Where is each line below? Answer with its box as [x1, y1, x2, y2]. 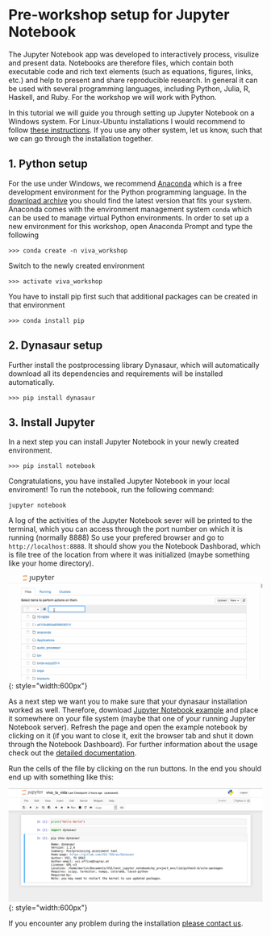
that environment [8, 300, 65, 310]
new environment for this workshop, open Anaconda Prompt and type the [8, 221, 253, 231]
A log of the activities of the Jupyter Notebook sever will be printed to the [8, 516, 252, 525]
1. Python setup [8, 157, 89, 171]
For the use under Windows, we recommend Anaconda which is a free [8, 178, 243, 188]
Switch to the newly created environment [8, 261, 145, 270]
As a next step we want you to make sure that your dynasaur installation [8, 696, 248, 706]
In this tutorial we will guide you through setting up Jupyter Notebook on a [8, 107, 255, 118]
